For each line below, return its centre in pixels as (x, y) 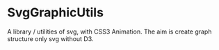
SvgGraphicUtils (56, 13)
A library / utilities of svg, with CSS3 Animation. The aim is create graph (109, 32)
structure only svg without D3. (50, 38)
